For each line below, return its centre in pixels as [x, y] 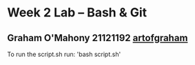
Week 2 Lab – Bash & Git [77, 13]
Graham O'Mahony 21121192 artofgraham [97, 38]
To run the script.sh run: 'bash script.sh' [64, 54]
